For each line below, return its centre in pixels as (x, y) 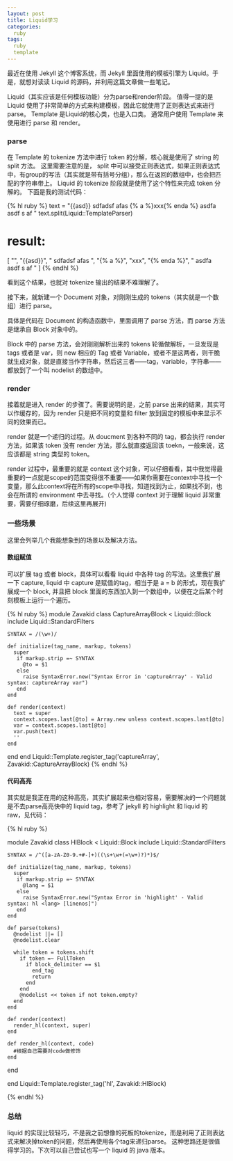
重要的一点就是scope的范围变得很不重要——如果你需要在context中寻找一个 (115, 478)
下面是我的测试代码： (57, 192)
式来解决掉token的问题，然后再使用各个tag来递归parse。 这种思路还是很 (111, 1142)
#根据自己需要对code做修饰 (47, 1051)
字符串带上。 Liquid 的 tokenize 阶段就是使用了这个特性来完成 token (116, 183)
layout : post (26, 14)
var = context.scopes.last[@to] (60, 725)
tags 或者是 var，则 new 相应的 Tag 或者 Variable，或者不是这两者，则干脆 (114, 353)
